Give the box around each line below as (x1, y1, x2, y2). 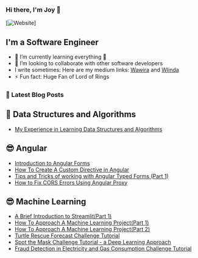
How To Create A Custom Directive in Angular (14, 166, 129, 173)
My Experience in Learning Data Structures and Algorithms (14, 125, 163, 133)
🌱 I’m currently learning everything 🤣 (14, 53, 107, 60)
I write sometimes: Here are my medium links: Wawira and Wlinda (14, 66, 179, 74)
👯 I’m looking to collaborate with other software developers (14, 60, 163, 67)
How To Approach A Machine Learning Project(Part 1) (14, 219, 149, 226)
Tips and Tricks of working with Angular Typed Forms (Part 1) (14, 172, 169, 179)
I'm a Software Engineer (5, 37, 99, 48)
